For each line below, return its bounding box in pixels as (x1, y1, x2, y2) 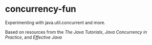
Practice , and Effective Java (5, 34, 62, 40)
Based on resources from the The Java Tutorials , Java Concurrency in (5, 29, 148, 35)
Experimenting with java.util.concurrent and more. (5, 20, 106, 25)
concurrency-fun (5, 3, 77, 15)
